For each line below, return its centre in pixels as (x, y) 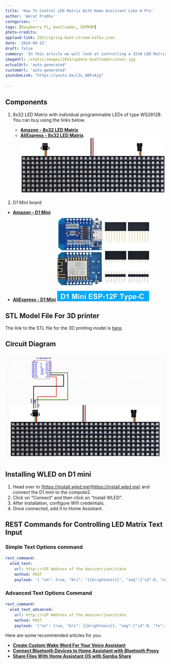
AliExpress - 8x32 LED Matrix (52, 135)
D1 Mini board (27, 202)
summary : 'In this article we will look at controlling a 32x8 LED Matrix (86, 54)
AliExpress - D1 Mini (34, 300)
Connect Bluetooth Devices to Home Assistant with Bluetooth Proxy (86, 651)
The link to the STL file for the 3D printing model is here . (64, 328)
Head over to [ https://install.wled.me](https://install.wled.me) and (81, 487)
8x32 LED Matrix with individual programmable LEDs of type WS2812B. (87, 115)
